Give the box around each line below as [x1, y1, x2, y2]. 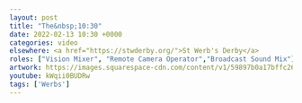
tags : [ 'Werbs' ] [9, 80, 70, 89]
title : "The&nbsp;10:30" [9, 21, 102, 30]
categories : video [9, 38, 78, 47]
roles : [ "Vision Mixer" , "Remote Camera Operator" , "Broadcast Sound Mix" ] [9, 55, 296, 64]
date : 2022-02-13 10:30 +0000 [9, 30, 123, 39]
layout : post [9, 13, 58, 22]
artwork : [9, 64, 42, 73]
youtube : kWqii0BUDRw [9, 72, 91, 81]
